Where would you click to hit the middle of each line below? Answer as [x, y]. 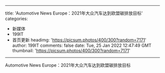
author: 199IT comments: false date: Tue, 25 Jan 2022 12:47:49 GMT [82, 45]
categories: [16, 18]
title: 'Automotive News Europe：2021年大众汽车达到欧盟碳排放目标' [74, 13]
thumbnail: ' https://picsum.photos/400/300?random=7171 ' [71, 51]
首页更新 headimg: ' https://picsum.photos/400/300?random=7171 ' [79, 40]
